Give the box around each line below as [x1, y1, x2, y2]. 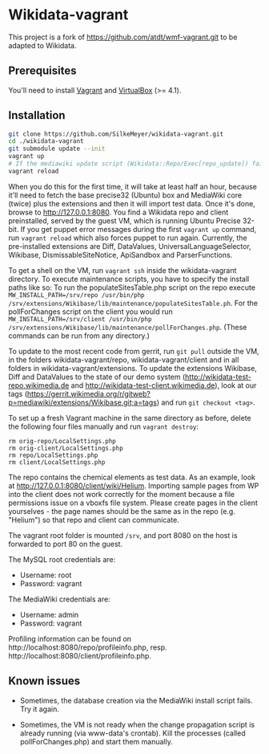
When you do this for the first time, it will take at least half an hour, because [8, 181, 258, 191]
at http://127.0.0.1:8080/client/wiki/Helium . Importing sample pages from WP [8, 480, 259, 491]
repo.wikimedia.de [8, 380, 70, 390]
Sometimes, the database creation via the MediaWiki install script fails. [19, 695, 253, 705]
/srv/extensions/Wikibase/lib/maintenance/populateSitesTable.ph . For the [8, 298, 259, 308]
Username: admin [19, 609, 79, 619]
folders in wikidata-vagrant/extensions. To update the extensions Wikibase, [8, 363, 258, 373]
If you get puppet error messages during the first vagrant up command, [20, 224, 257, 234]
